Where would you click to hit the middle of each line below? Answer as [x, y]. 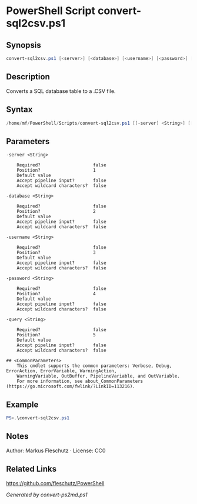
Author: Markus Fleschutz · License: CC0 [56, 450]
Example [22, 404]
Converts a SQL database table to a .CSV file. [61, 91]
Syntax [19, 110]
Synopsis [24, 45]
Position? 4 [56, 294]
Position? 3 [56, 253]
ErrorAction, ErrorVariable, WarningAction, [61, 371]
